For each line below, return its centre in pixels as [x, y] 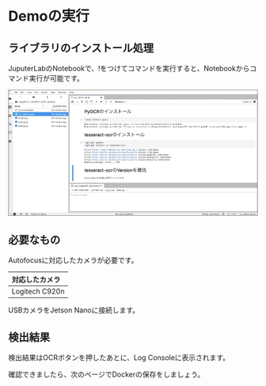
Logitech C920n [38, 291]
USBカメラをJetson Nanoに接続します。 [74, 310]
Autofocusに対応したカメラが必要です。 [73, 260]
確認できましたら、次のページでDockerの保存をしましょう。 [106, 375]
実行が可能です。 [57, 78]
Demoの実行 [49, 16]
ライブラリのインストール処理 [81, 48]
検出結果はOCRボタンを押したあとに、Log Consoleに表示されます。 [119, 358]
